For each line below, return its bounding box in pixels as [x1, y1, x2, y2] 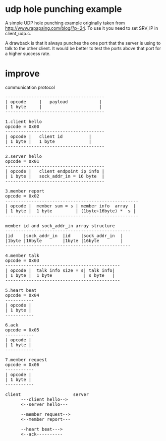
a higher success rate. [5, 51, 51, 57]
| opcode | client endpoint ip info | [5, 168, 105, 174]
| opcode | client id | [5, 133, 92, 139]
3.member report [5, 188, 45, 194]
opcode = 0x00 [5, 124, 40, 129]
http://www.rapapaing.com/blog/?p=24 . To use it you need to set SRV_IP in [5, 25, 159, 31]
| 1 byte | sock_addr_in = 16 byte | [5, 173, 105, 179]
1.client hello [5, 119, 42, 125]
